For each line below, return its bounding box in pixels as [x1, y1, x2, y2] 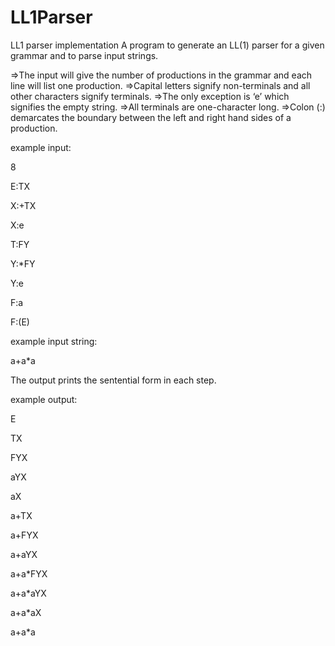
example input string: [10, 335, 98, 347]
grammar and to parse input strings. [10, 49, 159, 61]
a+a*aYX [10, 587, 47, 599]
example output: [10, 393, 78, 405]
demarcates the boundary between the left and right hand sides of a [10, 111, 292, 123]
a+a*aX [10, 606, 42, 618]
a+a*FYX [10, 567, 48, 580]
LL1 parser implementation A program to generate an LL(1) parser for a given [10, 39, 325, 51]
